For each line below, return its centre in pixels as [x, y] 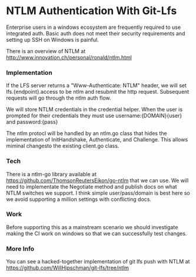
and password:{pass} [32, 122]
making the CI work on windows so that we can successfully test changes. [97, 233]
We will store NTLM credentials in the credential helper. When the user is [94, 110]
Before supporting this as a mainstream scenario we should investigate [92, 227]
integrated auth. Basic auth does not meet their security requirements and [96, 33]
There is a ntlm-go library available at [52, 174]
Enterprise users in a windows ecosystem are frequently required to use [94, 27]
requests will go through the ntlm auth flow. [59, 98]
